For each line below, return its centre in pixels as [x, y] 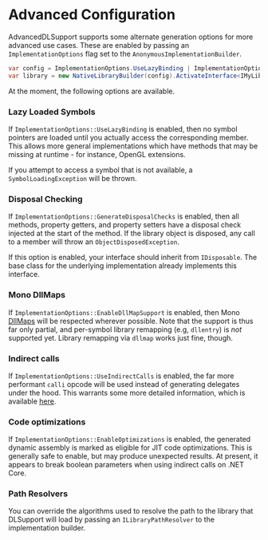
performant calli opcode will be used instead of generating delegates [124, 384]
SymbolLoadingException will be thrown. [73, 178]
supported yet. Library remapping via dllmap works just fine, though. [121, 337]
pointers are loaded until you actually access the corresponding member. [128, 137]
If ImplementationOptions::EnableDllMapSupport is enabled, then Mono [124, 312]
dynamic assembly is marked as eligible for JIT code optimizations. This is [130, 447]
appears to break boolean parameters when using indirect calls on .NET [126, 465]
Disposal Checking [45, 199]
